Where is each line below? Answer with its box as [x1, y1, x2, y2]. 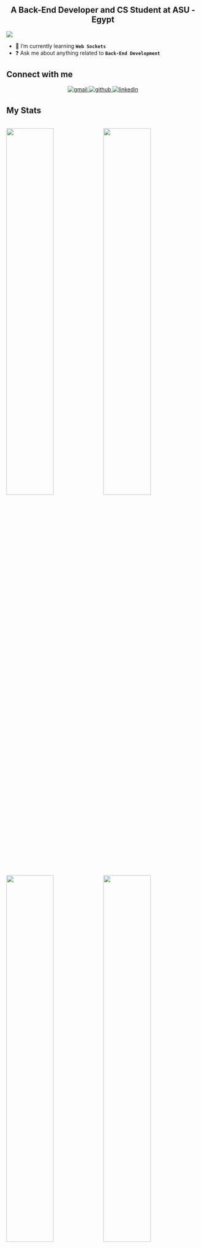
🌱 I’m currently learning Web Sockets [15, 42, 106, 50]
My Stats [6, 106, 42, 116]
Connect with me [6, 69, 74, 80]
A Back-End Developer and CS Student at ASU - [10, 5, 195, 15]
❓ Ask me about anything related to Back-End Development [15, 49, 161, 56]
